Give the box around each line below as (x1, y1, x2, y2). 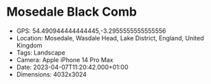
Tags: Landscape (16, 48, 66, 57)
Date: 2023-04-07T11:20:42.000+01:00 (16, 63, 129, 71)
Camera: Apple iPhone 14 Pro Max (16, 55, 114, 64)
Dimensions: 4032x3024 (16, 70, 87, 79)
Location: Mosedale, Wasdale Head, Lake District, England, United (16, 33, 204, 42)
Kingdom (16, 41, 43, 49)
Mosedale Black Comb (6, 4, 137, 20)
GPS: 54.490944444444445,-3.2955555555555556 (16, 27, 166, 35)
